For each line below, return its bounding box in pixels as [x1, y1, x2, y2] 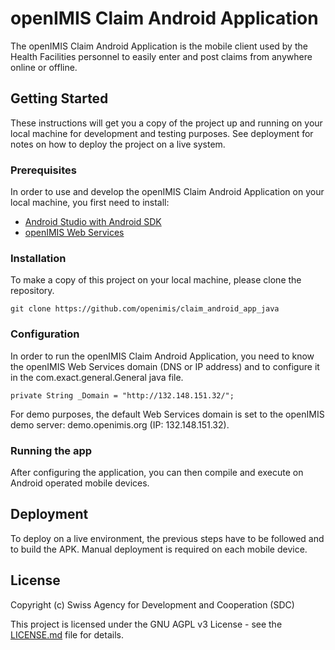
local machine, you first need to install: [10, 197, 170, 209]
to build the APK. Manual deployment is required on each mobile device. [10, 543, 308, 555]
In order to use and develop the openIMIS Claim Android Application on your [10, 186, 325, 198]
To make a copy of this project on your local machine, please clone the [10, 274, 302, 286]
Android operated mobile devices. [10, 477, 150, 489]
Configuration [10, 327, 80, 341]
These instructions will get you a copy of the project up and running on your [10, 117, 323, 129]
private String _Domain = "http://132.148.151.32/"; [10, 390, 235, 401]
